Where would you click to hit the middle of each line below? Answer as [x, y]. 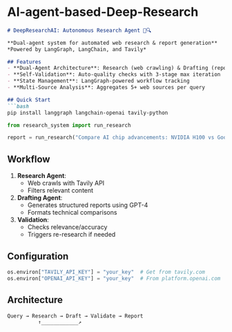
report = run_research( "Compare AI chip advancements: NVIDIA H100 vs [111, 138]
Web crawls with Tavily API [66, 183]
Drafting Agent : [40, 198]
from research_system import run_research [69, 125]
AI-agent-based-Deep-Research [103, 12]
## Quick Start [29, 100]
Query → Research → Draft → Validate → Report [75, 316]
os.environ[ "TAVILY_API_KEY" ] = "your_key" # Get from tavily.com [106, 272]
